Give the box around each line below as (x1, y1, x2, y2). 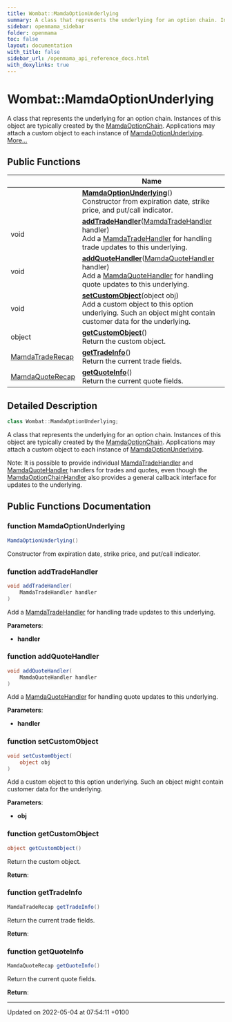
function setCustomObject (7, 737, 99, 746)
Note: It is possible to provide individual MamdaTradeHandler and (7, 459, 193, 467)
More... (7, 136, 28, 144)
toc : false (7, 36, 39, 43)
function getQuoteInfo (7, 947, 84, 956)
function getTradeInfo (7, 888, 83, 898)
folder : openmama (7, 29, 57, 37)
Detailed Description (7, 400, 98, 412)
